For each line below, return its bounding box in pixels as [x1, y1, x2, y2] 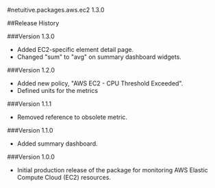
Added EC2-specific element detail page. [16, 46, 134, 53]
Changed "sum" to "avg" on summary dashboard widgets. [16, 53, 181, 61]
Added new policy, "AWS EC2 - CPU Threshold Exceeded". [16, 79, 184, 88]
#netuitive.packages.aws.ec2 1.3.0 [7, 6, 105, 14]
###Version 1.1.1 [7, 100, 52, 108]
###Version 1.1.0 [7, 126, 53, 134]
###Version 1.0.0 [7, 153, 55, 161]
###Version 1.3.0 [7, 32, 55, 40]
